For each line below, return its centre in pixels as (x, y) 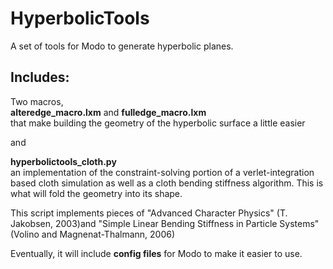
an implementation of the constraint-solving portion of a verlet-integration (162, 172)
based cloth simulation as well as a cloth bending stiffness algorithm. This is (167, 183)
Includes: (40, 77)
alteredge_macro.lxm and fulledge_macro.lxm (108, 112)
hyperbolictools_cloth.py (63, 161)
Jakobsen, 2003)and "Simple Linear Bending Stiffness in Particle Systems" (165, 223)
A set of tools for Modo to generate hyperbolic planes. (122, 46)
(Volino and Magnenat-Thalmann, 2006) (93, 234)
